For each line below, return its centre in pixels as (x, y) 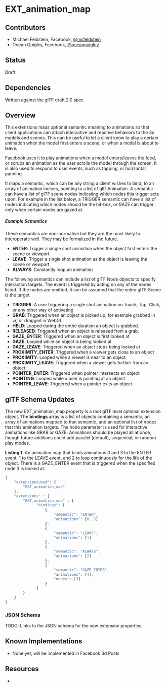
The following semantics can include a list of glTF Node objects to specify (81, 279)
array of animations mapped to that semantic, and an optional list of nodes (81, 422)
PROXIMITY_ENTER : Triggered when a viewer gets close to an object (83, 352)
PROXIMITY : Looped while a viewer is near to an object (69, 357)
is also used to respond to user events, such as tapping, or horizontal (75, 169)
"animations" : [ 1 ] (73, 538)
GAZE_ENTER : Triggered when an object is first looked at (71, 337)
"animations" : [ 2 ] (73, 556)
